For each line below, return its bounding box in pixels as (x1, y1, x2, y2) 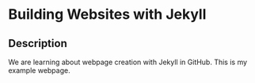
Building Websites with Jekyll (8, 5, 207, 23)
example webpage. (8, 66, 70, 75)
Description (8, 37, 67, 50)
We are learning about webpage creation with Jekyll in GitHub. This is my (8, 57, 248, 67)
